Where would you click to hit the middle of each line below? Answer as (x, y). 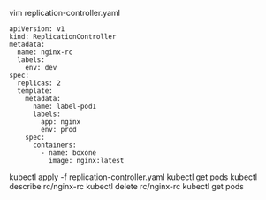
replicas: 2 (39, 83)
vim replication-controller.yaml (65, 13)
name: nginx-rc (45, 52)
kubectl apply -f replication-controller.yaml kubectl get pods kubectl (133, 177)
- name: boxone (69, 153)
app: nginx (61, 122)
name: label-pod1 (65, 106)
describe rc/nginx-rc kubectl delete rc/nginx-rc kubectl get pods (127, 186)
